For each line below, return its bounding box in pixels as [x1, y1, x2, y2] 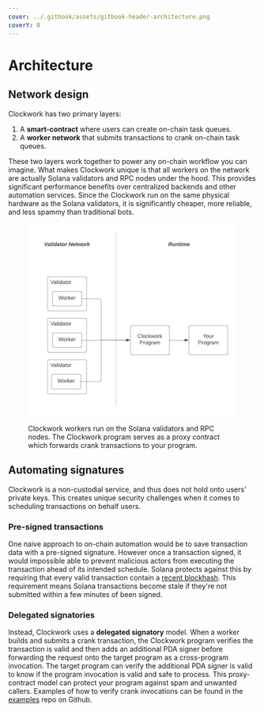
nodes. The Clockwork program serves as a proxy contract [28, 432, 220, 442]
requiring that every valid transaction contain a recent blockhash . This [8, 573, 236, 583]
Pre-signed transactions [8, 521, 104, 532]
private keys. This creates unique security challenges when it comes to [8, 492, 239, 503]
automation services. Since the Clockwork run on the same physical [8, 190, 230, 200]
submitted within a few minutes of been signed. [8, 590, 163, 599]
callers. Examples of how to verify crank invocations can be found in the [8, 687, 243, 696]
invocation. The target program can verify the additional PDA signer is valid [8, 661, 253, 671]
